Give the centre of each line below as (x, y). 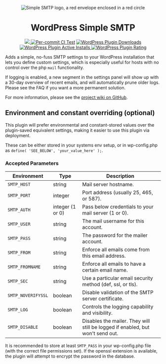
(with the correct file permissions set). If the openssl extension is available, (81, 351)
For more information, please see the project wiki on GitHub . (66, 97)
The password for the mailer (115, 235)
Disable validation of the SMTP (118, 292)
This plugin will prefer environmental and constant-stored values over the (80, 125)
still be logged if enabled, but (116, 327)
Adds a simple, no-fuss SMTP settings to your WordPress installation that (80, 57)
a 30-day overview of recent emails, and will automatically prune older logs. (82, 82)
